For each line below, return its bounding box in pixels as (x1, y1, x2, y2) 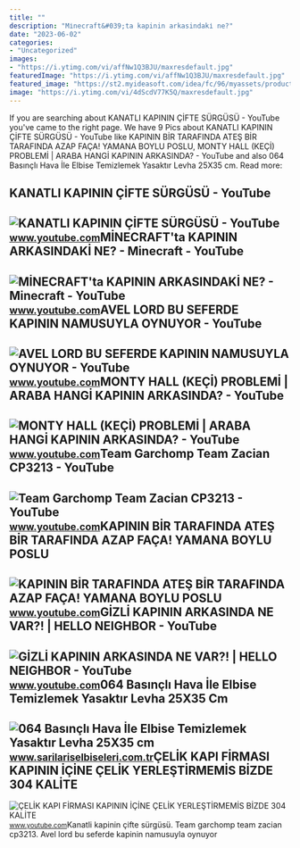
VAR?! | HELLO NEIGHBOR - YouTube (9, 619, 217, 634)
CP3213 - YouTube (9, 461, 114, 476)
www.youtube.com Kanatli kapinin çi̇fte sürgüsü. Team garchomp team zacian (9, 819, 283, 830)
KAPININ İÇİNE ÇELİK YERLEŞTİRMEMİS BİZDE (9, 763, 274, 778)
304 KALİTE (9, 777, 79, 793)
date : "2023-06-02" (9, 29, 82, 38)
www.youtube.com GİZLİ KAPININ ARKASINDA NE (9, 604, 274, 620)
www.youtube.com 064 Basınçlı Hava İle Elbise (9, 677, 257, 692)
